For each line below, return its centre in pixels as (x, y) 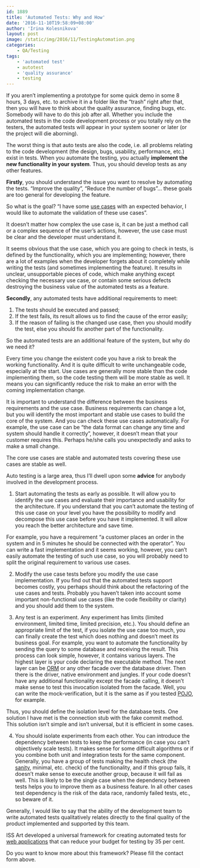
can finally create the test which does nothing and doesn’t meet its (97, 637)
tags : (13, 56)
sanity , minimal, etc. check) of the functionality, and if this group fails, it (103, 768)
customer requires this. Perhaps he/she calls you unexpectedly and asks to (99, 440)
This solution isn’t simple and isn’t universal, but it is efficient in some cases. (100, 725)
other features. (24, 170)
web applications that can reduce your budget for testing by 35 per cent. (96, 842)
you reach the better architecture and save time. (74, 525)
